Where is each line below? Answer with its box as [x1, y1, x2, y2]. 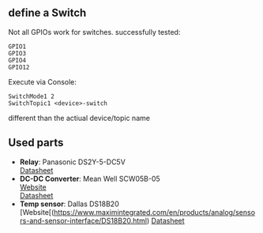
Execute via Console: [8, 77, 77, 86]
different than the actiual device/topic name [8, 113, 150, 122]
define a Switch [8, 6, 87, 20]
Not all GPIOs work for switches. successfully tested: [8, 27, 181, 36]
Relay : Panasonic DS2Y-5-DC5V [19, 157, 126, 167]
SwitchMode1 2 [8, 92, 55, 100]
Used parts [8, 136, 64, 149]
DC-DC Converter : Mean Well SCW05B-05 [19, 174, 160, 183]
